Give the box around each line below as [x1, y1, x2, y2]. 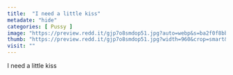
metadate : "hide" [7, 17, 58, 24]
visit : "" [7, 42, 36, 49]
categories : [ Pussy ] [7, 23, 73, 30]
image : [7, 29, 26, 37]
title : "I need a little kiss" [7, 10, 101, 17]
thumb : [7, 36, 26, 43]
